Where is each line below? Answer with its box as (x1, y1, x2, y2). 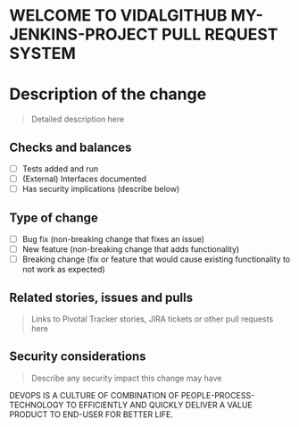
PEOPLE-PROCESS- (180, 389, 255, 400)
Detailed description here (30, 113, 125, 125)
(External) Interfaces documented (21, 173, 147, 184)
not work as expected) (21, 264, 105, 275)
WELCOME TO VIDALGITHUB (9, 5, 228, 26)
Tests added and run (21, 163, 99, 174)
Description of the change (9, 84, 207, 105)
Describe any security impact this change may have (30, 373, 222, 383)
